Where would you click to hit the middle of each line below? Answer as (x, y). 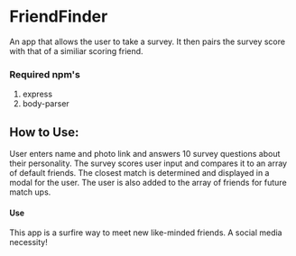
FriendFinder (59, 17)
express (37, 94)
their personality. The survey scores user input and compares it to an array (148, 163)
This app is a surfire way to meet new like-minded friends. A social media (146, 233)
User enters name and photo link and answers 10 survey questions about (145, 154)
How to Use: (44, 132)
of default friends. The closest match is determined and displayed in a (139, 173)
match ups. (30, 192)
